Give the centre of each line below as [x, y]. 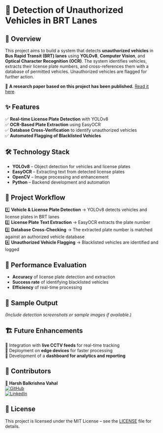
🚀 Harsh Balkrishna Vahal [31, 383]
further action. [20, 77]
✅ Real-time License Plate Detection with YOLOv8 [57, 119]
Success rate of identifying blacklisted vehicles [60, 282]
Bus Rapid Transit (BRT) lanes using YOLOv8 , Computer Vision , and [75, 56]
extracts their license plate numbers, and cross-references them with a [77, 66]
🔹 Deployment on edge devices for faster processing [59, 350]
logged [12, 250]
